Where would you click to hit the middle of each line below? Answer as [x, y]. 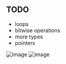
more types [29, 36]
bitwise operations [37, 30]
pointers [25, 43]
